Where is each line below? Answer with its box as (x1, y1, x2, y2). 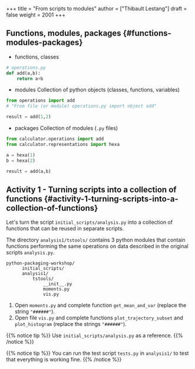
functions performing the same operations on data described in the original (6, 243, 189, 250)
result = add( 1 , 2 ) (6, 114, 51, 120)
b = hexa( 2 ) (6, 158, 35, 164)
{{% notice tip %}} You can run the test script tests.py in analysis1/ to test (6, 350, 189, 357)
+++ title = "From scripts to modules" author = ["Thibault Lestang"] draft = (6, 5, 187, 12)
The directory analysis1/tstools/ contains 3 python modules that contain (6, 236, 186, 244)
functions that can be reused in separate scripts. (6, 225, 124, 232)
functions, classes (14, 53, 60, 60)
